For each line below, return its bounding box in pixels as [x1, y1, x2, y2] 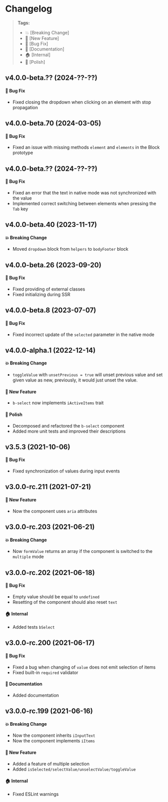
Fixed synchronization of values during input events [12, 468, 120, 474]
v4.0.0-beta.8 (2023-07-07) [5, 306, 97, 315]
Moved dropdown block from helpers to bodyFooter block [12, 246, 129, 252]
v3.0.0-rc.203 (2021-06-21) [5, 523, 95, 531]
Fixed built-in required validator [12, 669, 78, 675]
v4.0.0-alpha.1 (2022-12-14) [5, 346, 96, 354]
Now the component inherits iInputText [12, 732, 96, 738]
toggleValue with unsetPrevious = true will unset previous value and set [12, 372, 163, 378]
